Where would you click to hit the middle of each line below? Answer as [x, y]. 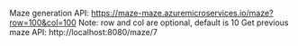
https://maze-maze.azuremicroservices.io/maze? [182, 13]
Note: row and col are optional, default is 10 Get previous [183, 23]
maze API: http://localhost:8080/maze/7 [83, 32]
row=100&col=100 [43, 23]
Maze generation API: [50, 13]
